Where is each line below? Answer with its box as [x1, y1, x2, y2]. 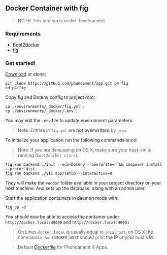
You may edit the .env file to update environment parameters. [5, 118, 133, 124]
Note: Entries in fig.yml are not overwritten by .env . [17, 127, 128, 133]
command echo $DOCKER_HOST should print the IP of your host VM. [17, 234, 154, 240]
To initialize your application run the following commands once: [5, 137, 138, 143]
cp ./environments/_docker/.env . [5, 108, 79, 114]
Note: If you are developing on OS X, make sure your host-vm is [17, 147, 151, 153]
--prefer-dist [5, 167, 36, 172]
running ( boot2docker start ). [17, 152, 79, 159]
